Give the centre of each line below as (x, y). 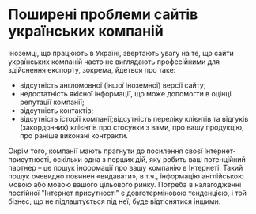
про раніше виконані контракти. (74, 135)
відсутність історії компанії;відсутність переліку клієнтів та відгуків (134, 118)
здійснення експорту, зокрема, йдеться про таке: (92, 69)
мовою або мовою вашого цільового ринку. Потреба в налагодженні (125, 184)
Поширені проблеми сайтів (103, 15)
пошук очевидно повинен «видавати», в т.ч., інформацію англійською (126, 176)
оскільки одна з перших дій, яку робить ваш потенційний (149, 159)
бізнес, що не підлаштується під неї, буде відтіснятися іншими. (115, 201)
